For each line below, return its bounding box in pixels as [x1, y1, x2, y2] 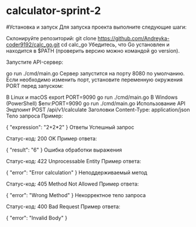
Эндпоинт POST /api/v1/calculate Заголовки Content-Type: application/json [6, 106, 190, 113]
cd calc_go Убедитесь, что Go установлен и [61, 41, 170, 48]
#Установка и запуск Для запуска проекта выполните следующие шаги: [6, 23, 187, 30]
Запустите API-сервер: [6, 59, 63, 66]
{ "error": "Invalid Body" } [6, 214, 67, 221]
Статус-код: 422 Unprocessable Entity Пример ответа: [6, 157, 142, 164]
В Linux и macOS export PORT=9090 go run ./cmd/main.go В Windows [6, 94, 178, 101]
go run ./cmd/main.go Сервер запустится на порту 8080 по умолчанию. [6, 70, 185, 77]
